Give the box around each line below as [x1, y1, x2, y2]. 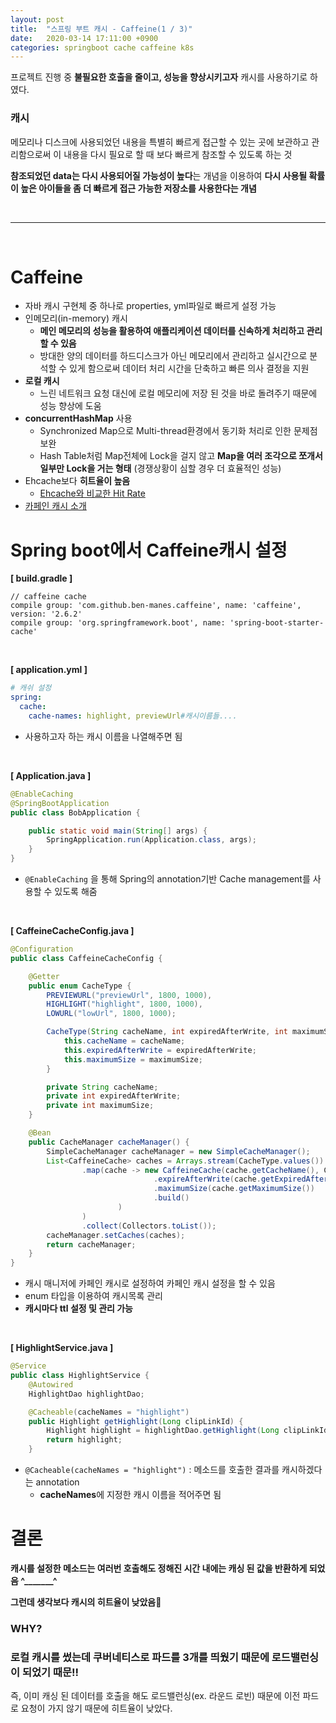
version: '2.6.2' [10, 609, 83, 620]
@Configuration [10, 944, 74, 955]
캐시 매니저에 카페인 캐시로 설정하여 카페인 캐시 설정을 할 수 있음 [24, 1277, 276, 1290]
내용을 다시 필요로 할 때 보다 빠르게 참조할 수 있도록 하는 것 [63, 148, 293, 160]
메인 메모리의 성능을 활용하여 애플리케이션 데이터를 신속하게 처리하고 [39, 325, 305, 337]
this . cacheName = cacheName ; [63, 1036, 186, 1046]
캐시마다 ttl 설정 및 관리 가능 [24, 1302, 133, 1315]
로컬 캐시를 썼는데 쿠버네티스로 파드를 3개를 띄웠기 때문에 [10, 1650, 270, 1664]
